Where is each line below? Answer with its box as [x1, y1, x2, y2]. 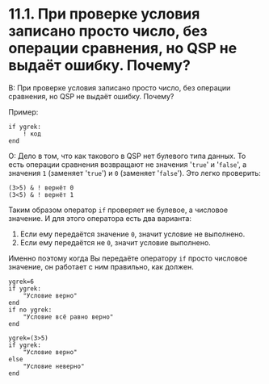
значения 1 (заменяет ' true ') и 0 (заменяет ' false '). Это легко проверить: [8, 168, 261, 177]
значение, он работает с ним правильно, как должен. [8, 261, 194, 271]
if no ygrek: [8, 306, 53, 314]
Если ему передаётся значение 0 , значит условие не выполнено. [19, 229, 246, 239]
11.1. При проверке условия [8, 5, 200, 23]
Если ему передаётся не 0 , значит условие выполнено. [19, 237, 212, 247]
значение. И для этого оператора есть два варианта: [8, 213, 192, 223]
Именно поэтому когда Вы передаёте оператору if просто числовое [8, 253, 248, 263]
